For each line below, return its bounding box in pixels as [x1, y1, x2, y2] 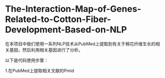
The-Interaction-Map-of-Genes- [5, 3, 141, 15]
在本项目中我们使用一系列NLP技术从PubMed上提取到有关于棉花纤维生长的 [5, 40, 156, 47]
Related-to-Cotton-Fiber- [5, 14, 111, 25]
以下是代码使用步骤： [5, 57, 48, 63]
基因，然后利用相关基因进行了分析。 [9, 47, 83, 53]
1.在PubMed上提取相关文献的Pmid [5, 67, 75, 74]
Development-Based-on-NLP [5, 24, 127, 35]
